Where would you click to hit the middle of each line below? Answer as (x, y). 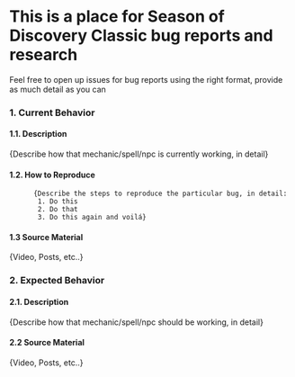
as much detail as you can (58, 89)
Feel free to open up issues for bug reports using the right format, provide (146, 79)
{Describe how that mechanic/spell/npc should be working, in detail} (136, 322)
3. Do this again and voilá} (92, 218)
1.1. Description (38, 134)
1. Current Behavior (52, 112)
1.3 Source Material (46, 237)
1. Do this (58, 202)
